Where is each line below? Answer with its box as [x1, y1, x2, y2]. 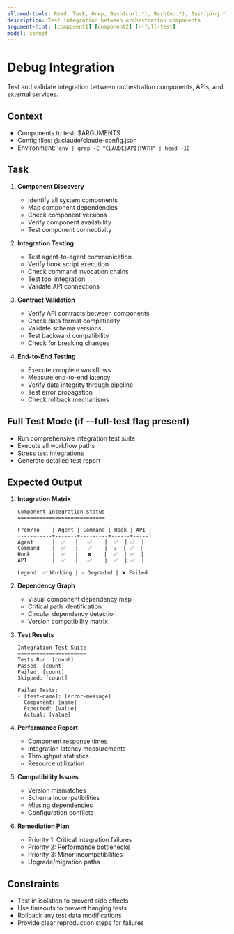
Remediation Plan [17, 822, 70, 830]
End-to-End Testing [17, 352, 76, 360]
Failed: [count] [17, 668, 65, 676]
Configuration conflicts [27, 809, 94, 817]
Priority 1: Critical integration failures [27, 836, 132, 844]
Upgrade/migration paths [27, 858, 100, 866]
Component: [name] [24, 699, 77, 706]
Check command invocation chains [27, 267, 129, 275]
